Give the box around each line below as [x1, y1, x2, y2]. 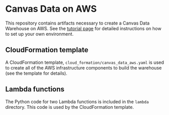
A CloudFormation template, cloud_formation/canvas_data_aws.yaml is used [5, 59, 164, 65]
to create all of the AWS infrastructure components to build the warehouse [5, 64, 162, 71]
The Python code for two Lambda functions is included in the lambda [5, 98, 149, 105]
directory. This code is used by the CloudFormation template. [5, 104, 134, 110]
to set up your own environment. [5, 31, 74, 37]
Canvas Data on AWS [5, 3, 97, 15]
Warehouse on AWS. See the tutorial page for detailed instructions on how [5, 25, 162, 31]
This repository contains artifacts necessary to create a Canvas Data [5, 20, 150, 26]
